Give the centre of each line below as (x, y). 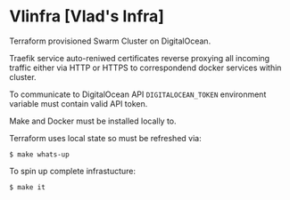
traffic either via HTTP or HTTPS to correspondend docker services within (145, 68)
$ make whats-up (39, 154)
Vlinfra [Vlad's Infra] (87, 16)
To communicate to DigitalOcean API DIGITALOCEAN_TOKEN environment (138, 94)
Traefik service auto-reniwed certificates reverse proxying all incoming (140, 58)
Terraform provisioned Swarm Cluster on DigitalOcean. (110, 41)
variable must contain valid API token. (79, 103)
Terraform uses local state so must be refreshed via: (106, 138)
